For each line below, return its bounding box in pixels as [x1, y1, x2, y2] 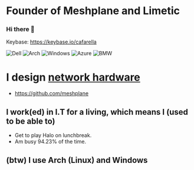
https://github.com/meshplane [14, 90, 89, 97]
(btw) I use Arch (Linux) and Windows [6, 155, 148, 165]
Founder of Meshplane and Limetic [6, 4, 180, 18]
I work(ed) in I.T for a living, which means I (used [6, 107, 189, 117]
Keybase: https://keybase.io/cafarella [6, 38, 97, 45]
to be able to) [6, 116, 55, 126]
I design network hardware [6, 71, 140, 84]
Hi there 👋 [6, 25, 35, 34]
